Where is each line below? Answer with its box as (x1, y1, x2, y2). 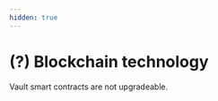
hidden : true (9, 13, 58, 22)
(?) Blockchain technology (9, 51, 209, 72)
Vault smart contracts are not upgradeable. (9, 81, 169, 92)
